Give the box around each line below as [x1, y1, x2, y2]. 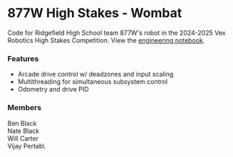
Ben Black [7, 119, 37, 127]
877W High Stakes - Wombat [7, 5, 182, 21]
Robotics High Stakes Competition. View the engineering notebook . [7, 36, 205, 44]
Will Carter [7, 134, 39, 143]
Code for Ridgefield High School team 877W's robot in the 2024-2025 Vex [7, 28, 226, 37]
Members [7, 103, 41, 113]
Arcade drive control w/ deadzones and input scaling [17, 70, 174, 79]
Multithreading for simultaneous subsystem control [17, 77, 168, 86]
